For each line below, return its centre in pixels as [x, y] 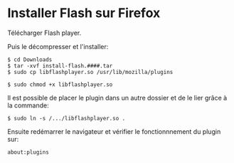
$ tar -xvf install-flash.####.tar [60, 65]
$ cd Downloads [30, 59]
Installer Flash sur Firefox [84, 13]
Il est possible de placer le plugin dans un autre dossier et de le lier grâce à [117, 98]
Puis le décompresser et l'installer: [58, 46]
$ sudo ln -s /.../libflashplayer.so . [67, 118]
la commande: [28, 105]
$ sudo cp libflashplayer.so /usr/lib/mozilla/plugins [90, 72]
